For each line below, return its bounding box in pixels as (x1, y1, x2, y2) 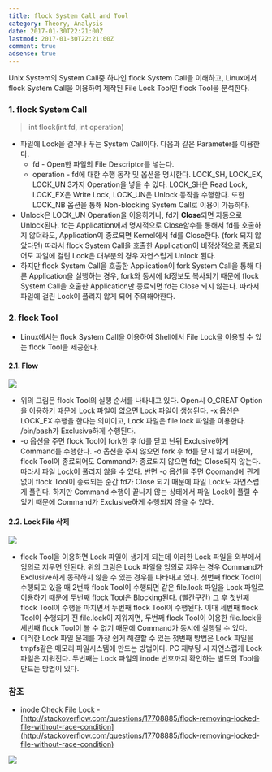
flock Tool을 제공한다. (28, 342, 99, 352)
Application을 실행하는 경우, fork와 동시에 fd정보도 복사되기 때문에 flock (28, 271, 260, 281)
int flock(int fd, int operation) (28, 123, 124, 132)
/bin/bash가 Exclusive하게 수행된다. (19, 426, 136, 436)
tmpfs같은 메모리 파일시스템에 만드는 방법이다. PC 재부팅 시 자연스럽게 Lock (19, 644, 262, 653)
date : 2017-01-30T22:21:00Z (8, 27, 104, 35)
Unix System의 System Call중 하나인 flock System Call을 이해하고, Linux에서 (8, 73, 257, 82)
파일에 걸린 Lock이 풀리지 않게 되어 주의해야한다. (19, 292, 176, 301)
